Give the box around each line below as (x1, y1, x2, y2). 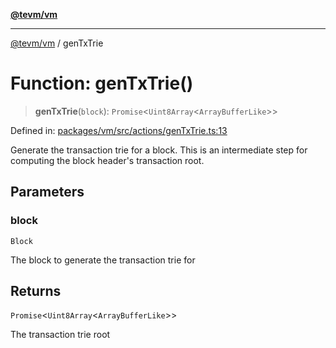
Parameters (10, 184, 85, 201)
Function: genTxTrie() (10, 72, 194, 95)
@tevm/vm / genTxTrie (10, 37, 104, 49)
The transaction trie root (10, 329, 111, 341)
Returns (10, 283, 62, 300)
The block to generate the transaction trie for (10, 254, 196, 266)
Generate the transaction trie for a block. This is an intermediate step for (10, 144, 308, 156)
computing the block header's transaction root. (10, 154, 205, 166)
